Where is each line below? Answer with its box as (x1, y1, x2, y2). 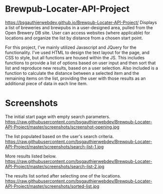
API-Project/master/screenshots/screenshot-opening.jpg (5, 124, 120, 130)
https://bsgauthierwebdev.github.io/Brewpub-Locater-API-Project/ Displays (5, 19, 157, 25)
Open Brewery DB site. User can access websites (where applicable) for (5, 30, 150, 35)
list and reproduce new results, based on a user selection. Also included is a (5, 65, 159, 71)
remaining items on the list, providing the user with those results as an (5, 75, 146, 81)
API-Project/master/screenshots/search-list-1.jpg (5, 143, 104, 149)
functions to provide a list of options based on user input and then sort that (5, 60, 156, 66)
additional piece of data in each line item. (5, 80, 88, 86)
